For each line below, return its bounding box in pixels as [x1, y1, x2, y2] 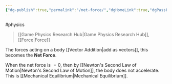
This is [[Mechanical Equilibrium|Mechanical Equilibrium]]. [5, 72, 128, 79]
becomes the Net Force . [5, 52, 57, 58]
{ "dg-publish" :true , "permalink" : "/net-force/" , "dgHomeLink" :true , [5, 7, 150, 13]
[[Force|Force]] [17, 37, 50, 43]
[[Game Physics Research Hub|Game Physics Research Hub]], [17, 31, 150, 37]
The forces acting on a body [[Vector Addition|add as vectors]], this [5, 46, 148, 52]
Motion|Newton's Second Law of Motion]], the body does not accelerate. [5, 67, 160, 73]
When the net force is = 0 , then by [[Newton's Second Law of [5, 62, 137, 68]
